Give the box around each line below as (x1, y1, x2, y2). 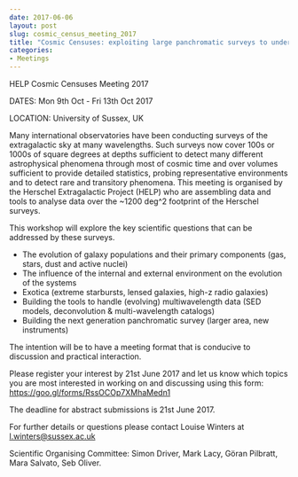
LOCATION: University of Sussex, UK (9, 113, 145, 123)
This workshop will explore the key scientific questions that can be (9, 223, 253, 233)
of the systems (21, 278, 77, 288)
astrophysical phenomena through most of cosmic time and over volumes (9, 159, 278, 168)
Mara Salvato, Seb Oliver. (9, 457, 102, 468)
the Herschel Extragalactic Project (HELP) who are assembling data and (9, 187, 271, 197)
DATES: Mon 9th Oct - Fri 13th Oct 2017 (9, 96, 153, 106)
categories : (9, 46, 53, 55)
